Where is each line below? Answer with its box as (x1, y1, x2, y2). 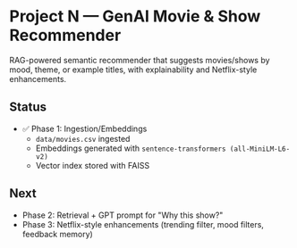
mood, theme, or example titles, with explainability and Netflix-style (9, 64, 258, 75)
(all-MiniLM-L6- (229, 145, 291, 153)
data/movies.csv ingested (35, 133, 131, 144)
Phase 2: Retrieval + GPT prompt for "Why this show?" (21, 210, 224, 220)
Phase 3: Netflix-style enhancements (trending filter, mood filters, (21, 219, 264, 229)
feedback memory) (21, 228, 94, 239)
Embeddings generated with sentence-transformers (35, 143, 226, 153)
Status (9, 100, 47, 115)
